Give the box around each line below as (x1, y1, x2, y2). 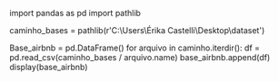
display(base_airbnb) (9, 62, 88, 72)
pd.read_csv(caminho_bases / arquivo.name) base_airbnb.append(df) (9, 52, 271, 62)
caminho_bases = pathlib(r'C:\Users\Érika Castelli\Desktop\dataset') (9, 25, 265, 35)
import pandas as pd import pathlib (9, 8, 141, 18)
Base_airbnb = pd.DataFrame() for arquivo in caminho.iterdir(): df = (9, 42, 261, 53)
